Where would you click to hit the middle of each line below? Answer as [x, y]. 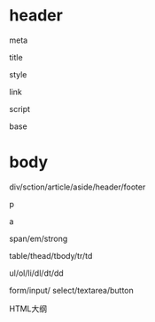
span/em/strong [39, 238]
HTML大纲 [28, 309]
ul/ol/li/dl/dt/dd [36, 273]
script [20, 109]
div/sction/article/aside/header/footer [77, 187]
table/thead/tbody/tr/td [51, 255]
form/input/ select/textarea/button [72, 290]
